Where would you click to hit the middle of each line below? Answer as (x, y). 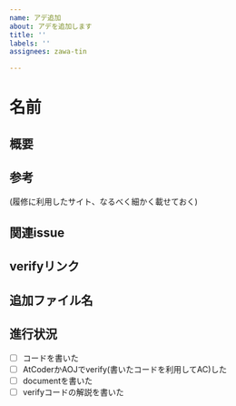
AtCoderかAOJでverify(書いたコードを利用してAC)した (125, 369)
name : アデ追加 (35, 18)
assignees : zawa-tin (49, 52)
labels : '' (30, 43)
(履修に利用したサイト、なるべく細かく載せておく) (103, 201)
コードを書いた (50, 358)
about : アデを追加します (51, 26)
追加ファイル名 (51, 300)
